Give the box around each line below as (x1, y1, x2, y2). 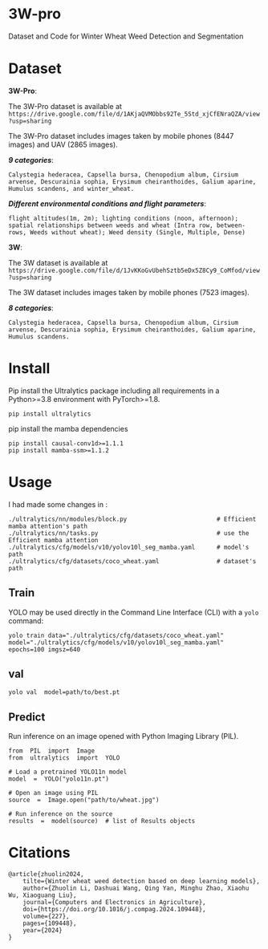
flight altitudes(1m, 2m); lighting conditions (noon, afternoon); (8, 214, 239, 222)
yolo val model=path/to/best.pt (8, 688, 120, 696)
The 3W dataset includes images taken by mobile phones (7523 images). (8, 287, 250, 297)
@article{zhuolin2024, (8, 870, 84, 878)
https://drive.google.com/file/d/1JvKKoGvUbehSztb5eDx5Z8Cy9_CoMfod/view (8, 266, 261, 274)
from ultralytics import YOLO (8, 754, 120, 762)
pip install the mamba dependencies (8, 424, 128, 433)
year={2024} (22, 927, 63, 935)
